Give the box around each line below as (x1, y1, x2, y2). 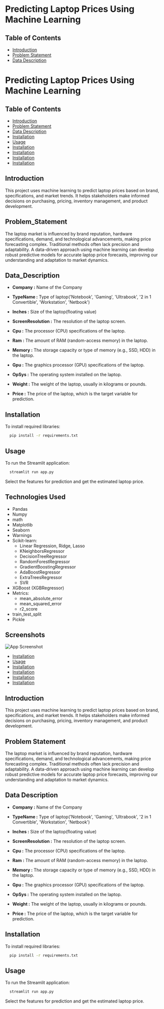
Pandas (12, 506, 28, 512)
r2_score (19, 606, 38, 612)
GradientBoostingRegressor (19, 564, 76, 570)
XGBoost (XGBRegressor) (12, 585, 65, 591)
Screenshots (5, 631, 45, 639)
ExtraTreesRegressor (19, 574, 63, 580)
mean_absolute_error (19, 595, 63, 601)
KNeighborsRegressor (19, 548, 65, 554)
